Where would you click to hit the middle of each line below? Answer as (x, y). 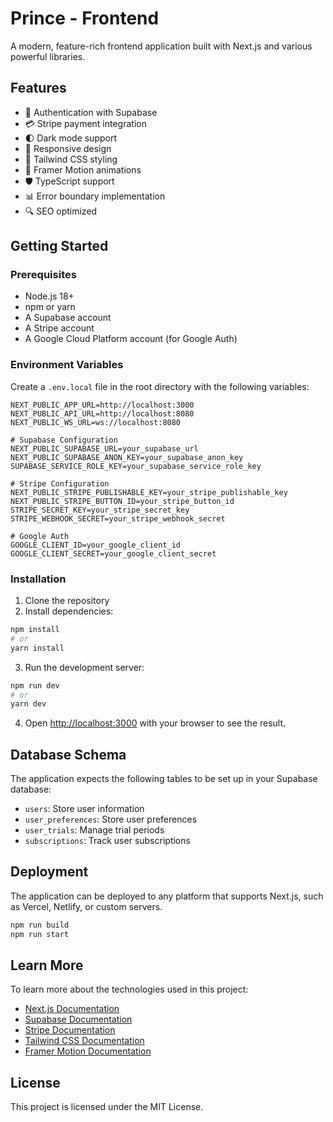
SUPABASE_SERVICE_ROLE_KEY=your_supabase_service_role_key (136, 466)
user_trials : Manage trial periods (94, 830)
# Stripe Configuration (60, 483)
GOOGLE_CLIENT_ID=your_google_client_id (96, 545)
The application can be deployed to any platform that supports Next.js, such (167, 896)
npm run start (40, 934)
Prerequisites (43, 275)
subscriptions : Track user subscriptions (107, 841)
